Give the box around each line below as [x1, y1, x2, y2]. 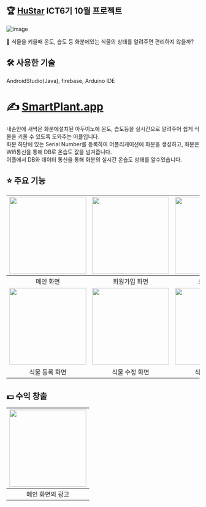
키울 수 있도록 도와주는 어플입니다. [17, 133, 100, 140]
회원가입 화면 [112, 277, 149, 286]
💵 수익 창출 [6, 391, 48, 401]
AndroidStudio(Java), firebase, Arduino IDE [6, 77, 115, 84]
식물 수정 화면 [112, 368, 150, 377]
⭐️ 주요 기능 [6, 175, 46, 186]
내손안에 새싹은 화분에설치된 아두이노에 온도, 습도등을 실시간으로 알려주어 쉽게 [6, 125, 193, 132]
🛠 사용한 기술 [6, 58, 56, 68]
